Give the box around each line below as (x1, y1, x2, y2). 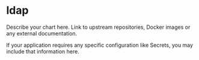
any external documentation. (6, 29, 78, 37)
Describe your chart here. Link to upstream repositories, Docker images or (6, 23, 191, 31)
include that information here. (6, 47, 79, 55)
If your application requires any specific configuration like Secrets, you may (6, 41, 194, 49)
